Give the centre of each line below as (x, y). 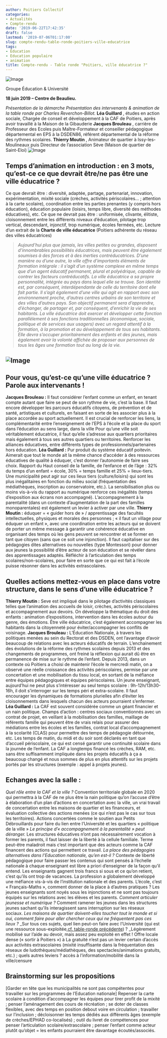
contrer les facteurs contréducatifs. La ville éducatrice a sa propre (86, 276)
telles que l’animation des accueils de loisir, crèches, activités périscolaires (82, 606)
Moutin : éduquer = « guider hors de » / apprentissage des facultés (75, 513)
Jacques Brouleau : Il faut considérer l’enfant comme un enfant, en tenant (81, 397)
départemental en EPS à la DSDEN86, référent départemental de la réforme (82, 134)
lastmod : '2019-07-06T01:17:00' (39, 38)
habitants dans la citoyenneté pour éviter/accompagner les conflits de (77, 627)
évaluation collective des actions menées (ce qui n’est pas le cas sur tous (81, 813)
